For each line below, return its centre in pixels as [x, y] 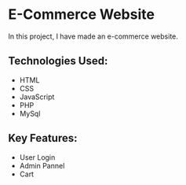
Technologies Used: [58, 61]
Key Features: [43, 138]
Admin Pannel [42, 165]
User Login [37, 157]
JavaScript [37, 97]
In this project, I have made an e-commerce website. [93, 36]
